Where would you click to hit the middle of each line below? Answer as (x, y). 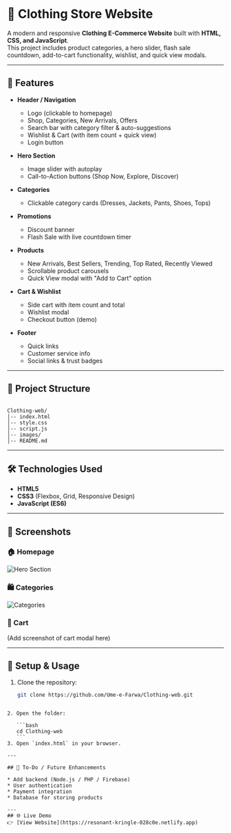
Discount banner (51, 229)
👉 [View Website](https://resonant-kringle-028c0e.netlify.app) (103, 823)
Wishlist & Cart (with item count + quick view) (92, 135)
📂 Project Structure (49, 389)
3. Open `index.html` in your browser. (64, 744)
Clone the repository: (47, 682)
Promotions (34, 216)
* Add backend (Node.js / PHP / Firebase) (69, 780)
